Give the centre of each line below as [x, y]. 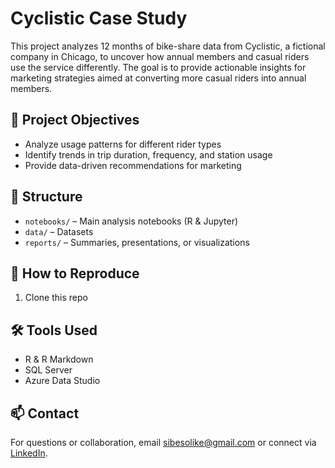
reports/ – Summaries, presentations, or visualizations [137, 242]
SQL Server [48, 370]
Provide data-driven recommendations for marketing [133, 165]
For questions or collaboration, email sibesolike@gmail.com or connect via [163, 442]
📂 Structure [46, 197]
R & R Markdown [59, 359]
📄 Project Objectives [75, 120]
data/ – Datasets [59, 231]
